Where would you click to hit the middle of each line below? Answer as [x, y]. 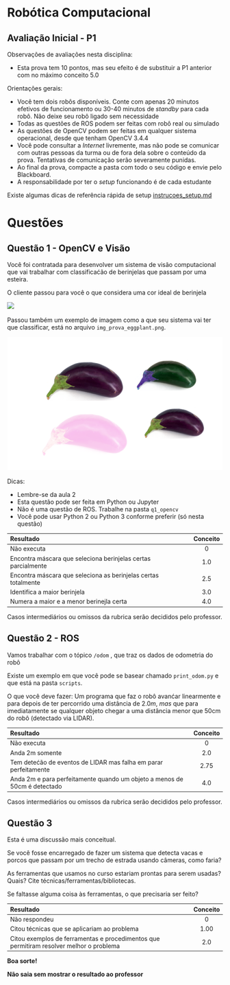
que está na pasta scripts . [45, 683]
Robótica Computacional [79, 13]
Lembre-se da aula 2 [47, 494]
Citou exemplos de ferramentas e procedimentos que [85, 938]
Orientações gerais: [35, 88]
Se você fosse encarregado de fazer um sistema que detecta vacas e [105, 853]
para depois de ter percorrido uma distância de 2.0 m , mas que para [103, 703]
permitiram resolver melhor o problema [65, 946]
